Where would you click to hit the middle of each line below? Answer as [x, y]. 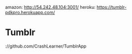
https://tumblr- [112, 7]
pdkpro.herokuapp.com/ [30, 12]
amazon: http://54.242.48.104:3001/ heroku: [50, 7]
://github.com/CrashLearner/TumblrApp [46, 46]
